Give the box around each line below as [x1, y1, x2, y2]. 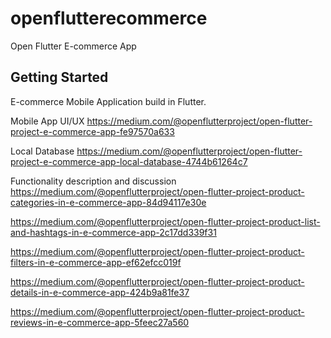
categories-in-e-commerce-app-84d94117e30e [10, 196, 207, 208]
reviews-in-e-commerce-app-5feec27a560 [10, 316, 190, 328]
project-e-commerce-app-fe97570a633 [10, 125, 175, 137]
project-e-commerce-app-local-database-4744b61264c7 [10, 155, 248, 167]
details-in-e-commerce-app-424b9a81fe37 [10, 286, 190, 298]
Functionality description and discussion [10, 175, 177, 187]
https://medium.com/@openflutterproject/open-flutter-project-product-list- [10, 215, 321, 227]
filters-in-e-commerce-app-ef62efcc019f [10, 256, 182, 268]
